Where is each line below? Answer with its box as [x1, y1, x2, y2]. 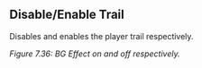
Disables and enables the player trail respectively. [9, 30, 194, 41]
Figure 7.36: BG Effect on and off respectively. [9, 48, 180, 59]
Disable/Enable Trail [9, 7, 124, 22]
